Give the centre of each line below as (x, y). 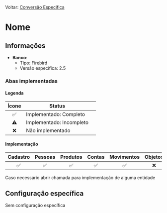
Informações (25, 46)
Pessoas (45, 157)
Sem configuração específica (35, 206)
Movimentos (125, 157)
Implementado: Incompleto (57, 122)
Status (57, 106)
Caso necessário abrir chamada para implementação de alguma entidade (80, 178)
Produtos (71, 157)
